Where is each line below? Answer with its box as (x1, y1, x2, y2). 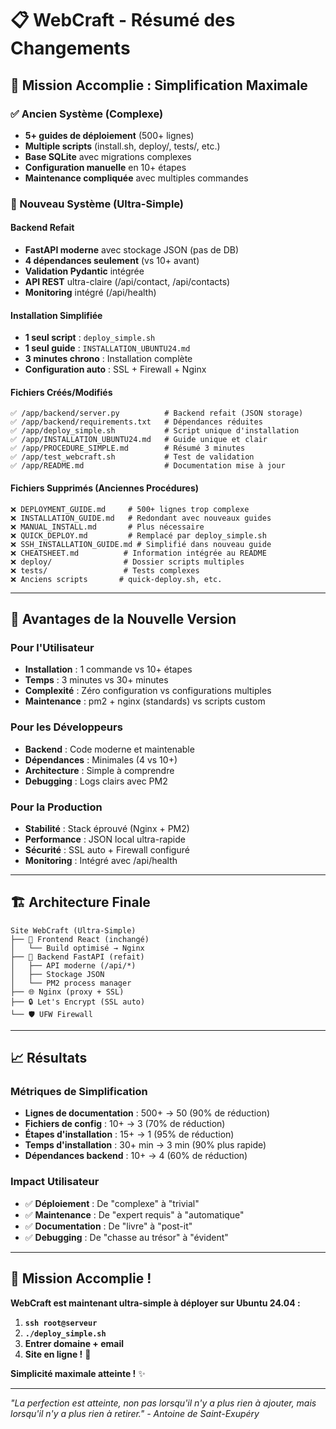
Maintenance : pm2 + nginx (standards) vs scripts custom (24, 695, 266, 707)
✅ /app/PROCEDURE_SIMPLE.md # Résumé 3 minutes (10, 443, 246, 454)
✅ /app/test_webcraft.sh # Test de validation (10, 452, 255, 462)
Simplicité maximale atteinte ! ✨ (10, 1367, 146, 1379)
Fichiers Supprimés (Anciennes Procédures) (10, 482, 200, 494)
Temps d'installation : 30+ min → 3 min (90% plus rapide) (24, 1139, 267, 1151)
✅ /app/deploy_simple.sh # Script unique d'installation (10, 426, 300, 436)
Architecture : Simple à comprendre (24, 764, 175, 776)
